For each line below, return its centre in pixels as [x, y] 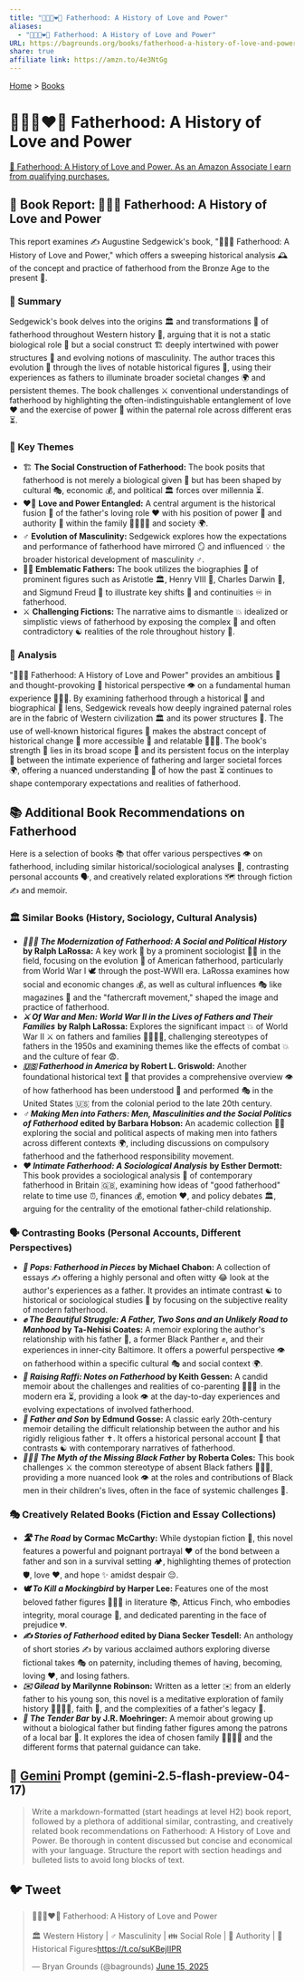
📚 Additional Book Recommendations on [128, 813]
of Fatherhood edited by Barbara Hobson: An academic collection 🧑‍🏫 [153, 1123]
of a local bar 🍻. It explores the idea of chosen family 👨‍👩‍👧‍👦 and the [147, 1738]
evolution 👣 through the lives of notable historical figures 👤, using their [140, 367]
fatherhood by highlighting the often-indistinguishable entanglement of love [150, 401]
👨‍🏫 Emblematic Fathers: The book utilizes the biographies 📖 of [141, 569]
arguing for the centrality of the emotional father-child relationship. [147, 1209]
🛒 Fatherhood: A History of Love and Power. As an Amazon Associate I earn [150, 166]
